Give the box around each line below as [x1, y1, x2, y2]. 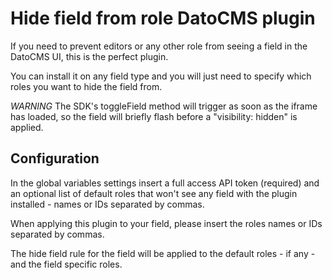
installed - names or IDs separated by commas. [10, 198, 205, 210]
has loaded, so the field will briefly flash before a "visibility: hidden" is [10, 110, 298, 122]
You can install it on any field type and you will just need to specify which [10, 70, 312, 82]
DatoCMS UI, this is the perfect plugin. [10, 50, 169, 62]
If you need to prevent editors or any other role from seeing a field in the [10, 40, 308, 52]
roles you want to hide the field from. [10, 80, 163, 92]
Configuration [10, 150, 100, 167]
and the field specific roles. [10, 258, 123, 270]
